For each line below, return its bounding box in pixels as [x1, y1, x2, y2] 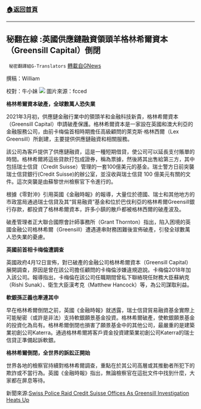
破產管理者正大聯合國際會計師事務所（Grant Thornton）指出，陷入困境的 [6, 218, 185, 225]
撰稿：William [6, 75, 40, 82]
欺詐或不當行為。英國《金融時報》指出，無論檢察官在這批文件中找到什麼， [6, 370, 190, 377]
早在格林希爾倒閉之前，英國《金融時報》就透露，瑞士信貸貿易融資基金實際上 [6, 307, 195, 314]
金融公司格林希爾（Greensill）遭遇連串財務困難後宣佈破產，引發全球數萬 [11, 226, 190, 233]
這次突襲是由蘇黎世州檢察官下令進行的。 [16, 178, 117, 185]
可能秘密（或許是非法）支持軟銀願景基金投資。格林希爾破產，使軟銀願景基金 [6, 314, 195, 321]
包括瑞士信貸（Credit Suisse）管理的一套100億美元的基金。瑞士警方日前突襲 [6, 163, 194, 170]
